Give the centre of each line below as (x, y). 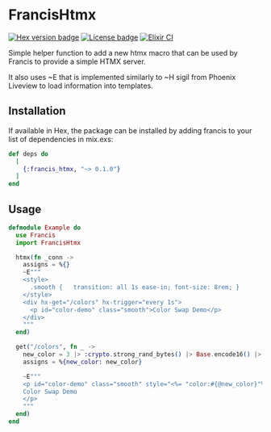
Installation (37, 111)
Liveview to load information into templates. (81, 86)
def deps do (28, 154)
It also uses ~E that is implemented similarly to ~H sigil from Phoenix (122, 77)
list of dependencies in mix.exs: (61, 139)
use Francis (36, 235)
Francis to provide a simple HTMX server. (77, 61)
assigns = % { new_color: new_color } (83, 362)
